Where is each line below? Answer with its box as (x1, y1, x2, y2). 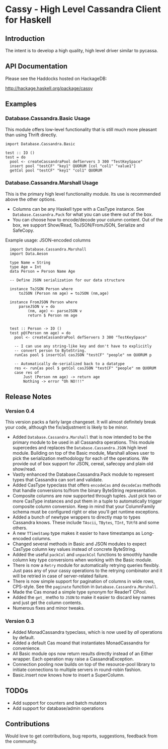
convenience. (12, 645, 41, 651)
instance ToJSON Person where (10, 286, 73, 291)
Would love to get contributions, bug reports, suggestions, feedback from (5, 733, 157, 739)
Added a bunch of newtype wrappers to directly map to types (12, 514, 141, 520)
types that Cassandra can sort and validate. (12, 477, 103, 483)
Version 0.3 (5, 618, 34, 625)
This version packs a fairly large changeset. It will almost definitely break (5, 419, 156, 425)
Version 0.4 (5, 407, 35, 414)
